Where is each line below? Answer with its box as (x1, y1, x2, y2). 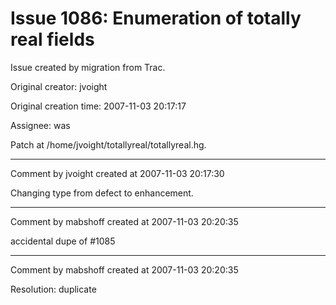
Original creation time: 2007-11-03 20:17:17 (10, 100, 187, 112)
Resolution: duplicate (10, 283, 97, 295)
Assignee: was (10, 119, 71, 131)
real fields (10, 28, 95, 51)
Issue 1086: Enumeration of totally (10, 7, 302, 30)
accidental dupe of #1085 (10, 235, 116, 247)
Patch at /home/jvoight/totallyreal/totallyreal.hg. (10, 138, 207, 151)
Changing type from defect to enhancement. (10, 187, 194, 199)
